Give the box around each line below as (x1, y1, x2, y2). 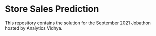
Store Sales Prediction (5, 3, 99, 15)
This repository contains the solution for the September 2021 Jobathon (5, 20, 151, 26)
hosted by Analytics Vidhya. (5, 25, 63, 31)
